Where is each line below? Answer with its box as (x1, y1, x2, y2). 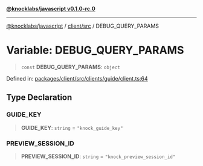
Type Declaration (6, 93, 72, 103)
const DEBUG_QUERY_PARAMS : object (21, 63, 121, 70)
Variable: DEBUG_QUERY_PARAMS (6, 43, 184, 57)
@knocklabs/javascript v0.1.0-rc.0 (6, 5, 95, 12)
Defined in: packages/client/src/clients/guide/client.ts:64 (6, 75, 148, 82)
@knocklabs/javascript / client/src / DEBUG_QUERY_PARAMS (6, 22, 159, 29)
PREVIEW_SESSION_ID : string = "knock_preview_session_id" (21, 153, 176, 160)
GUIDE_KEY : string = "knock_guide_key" (21, 124, 123, 131)
